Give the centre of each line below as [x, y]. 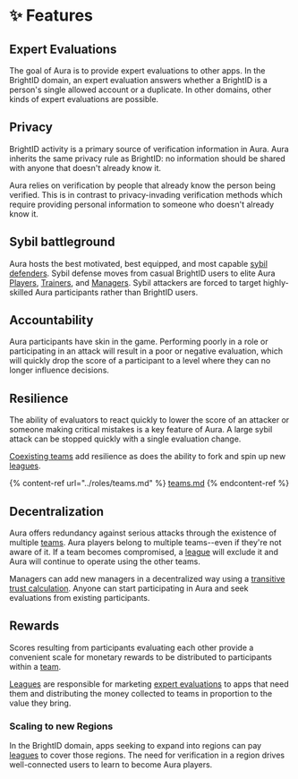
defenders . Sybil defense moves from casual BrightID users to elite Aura [142, 273]
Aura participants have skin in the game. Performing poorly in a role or [139, 342]
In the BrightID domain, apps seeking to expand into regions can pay [136, 746]
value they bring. [40, 703]
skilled [21, 292]
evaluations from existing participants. [80, 598]
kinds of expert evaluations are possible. [84, 99]
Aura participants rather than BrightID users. [116, 292]
